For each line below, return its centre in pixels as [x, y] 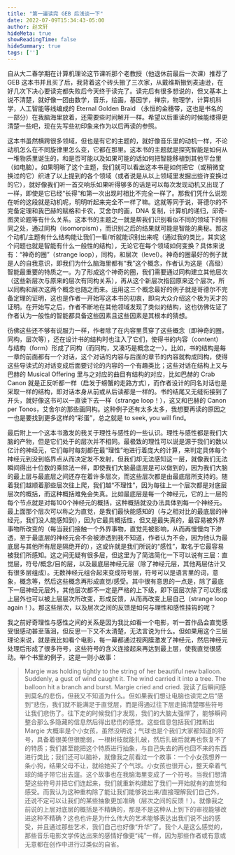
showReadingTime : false [42, 40]
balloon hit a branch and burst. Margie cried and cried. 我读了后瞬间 [122, 687]
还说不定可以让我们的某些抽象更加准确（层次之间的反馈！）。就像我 [121, 800]
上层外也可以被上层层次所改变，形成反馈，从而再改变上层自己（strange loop [117, 598]
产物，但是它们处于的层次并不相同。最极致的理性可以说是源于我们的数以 [123, 441]
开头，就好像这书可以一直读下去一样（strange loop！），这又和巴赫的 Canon [117, 400]
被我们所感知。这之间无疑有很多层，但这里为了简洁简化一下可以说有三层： [114, 555]
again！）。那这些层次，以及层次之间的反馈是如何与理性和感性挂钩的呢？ [112, 607]
